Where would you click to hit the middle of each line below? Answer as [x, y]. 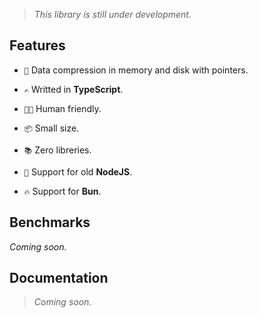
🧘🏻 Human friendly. [62, 108]
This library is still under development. [112, 14]
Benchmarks [50, 222]
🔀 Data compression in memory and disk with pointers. [136, 70]
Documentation [59, 278]
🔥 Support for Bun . [62, 191]
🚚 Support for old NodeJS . [78, 171]
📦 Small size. [51, 128]
